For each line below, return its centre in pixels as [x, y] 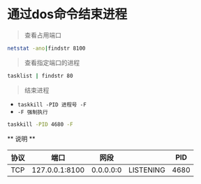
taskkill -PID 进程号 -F [52, 105]
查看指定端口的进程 [52, 62]
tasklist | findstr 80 [40, 76]
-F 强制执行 [32, 112]
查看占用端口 [43, 35]
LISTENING [147, 170]
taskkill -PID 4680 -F [40, 124]
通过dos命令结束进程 [67, 14]
